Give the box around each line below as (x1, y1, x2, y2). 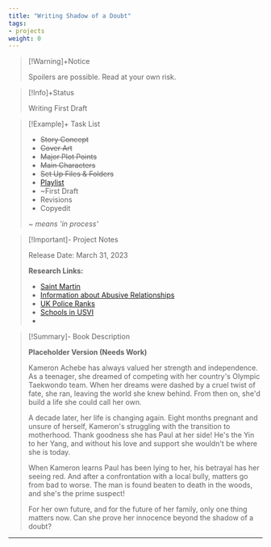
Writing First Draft (27, 103, 88, 113)
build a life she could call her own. (27, 398, 142, 407)
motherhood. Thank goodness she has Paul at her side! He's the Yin (27, 430, 255, 440)
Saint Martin (40, 282, 81, 292)
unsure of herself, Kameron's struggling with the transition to (27, 422, 231, 431)
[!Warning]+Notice (27, 57, 90, 66)
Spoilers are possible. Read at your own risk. (27, 72, 177, 82)
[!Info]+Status (27, 88, 75, 98)
